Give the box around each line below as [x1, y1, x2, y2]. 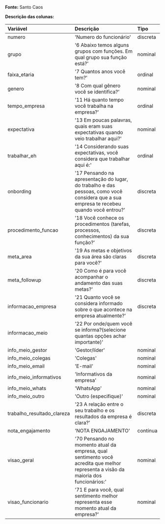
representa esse [74, 499, 112, 505]
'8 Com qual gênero [74, 82, 121, 89]
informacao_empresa [7, 303, 56, 309]
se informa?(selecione [74, 327, 126, 333]
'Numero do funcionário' [74, 34, 131, 40]
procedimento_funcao [7, 227, 58, 233]
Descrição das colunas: [5, 14, 55, 19]
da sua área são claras [74, 253, 127, 260]
